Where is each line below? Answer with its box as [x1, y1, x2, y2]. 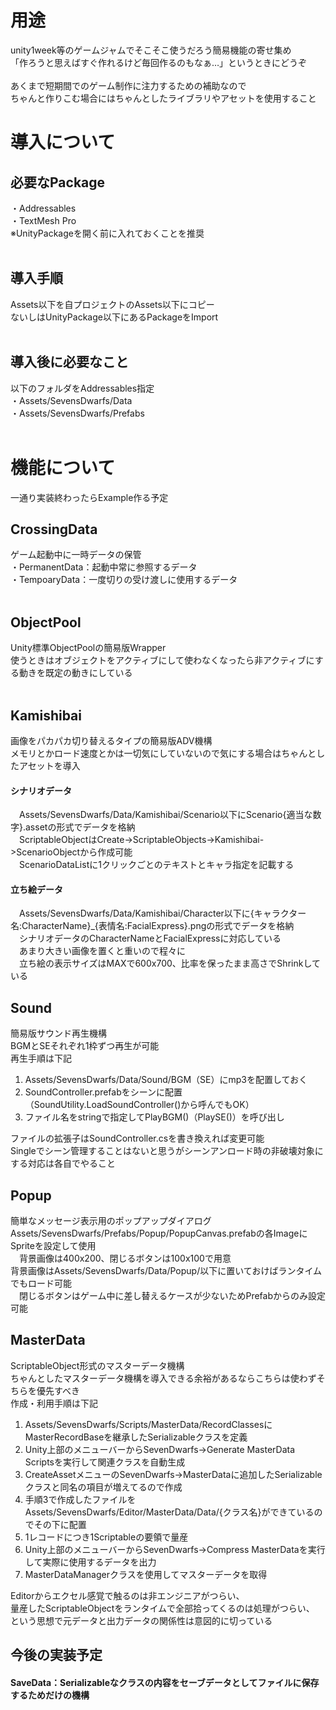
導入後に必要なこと [10, 354, 129, 371]
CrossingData [10, 521, 98, 538]
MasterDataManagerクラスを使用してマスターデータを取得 [24, 1568, 268, 1580]
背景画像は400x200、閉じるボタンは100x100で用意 [19, 1252, 232, 1264]
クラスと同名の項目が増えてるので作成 [24, 1481, 183, 1493]
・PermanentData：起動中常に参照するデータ [10, 561, 198, 573]
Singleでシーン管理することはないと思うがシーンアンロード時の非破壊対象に [10, 1145, 324, 1157]
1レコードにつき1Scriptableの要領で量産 [24, 1531, 189, 1543]
